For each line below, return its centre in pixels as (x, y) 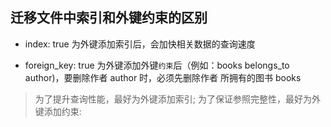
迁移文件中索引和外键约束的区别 (109, 18)
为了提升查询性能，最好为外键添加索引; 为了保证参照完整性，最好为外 (177, 99)
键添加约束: (58, 111)
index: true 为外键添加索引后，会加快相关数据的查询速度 (140, 44)
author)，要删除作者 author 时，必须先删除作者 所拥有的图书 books (163, 77)
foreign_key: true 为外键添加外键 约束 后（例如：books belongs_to (157, 65)
